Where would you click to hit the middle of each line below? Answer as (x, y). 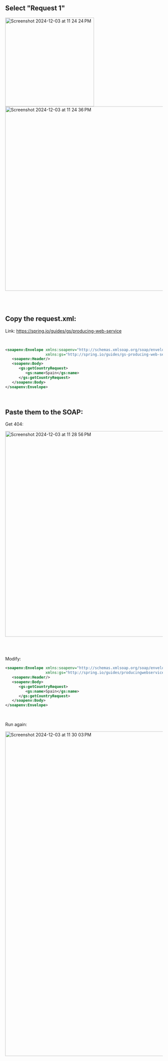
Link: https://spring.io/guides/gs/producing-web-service (63, 331)
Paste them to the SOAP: (44, 412)
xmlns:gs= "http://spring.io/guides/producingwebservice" (106, 673)
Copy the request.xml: (41, 319)
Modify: (13, 659)
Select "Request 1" (35, 8)
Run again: (16, 724)
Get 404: (14, 424)
